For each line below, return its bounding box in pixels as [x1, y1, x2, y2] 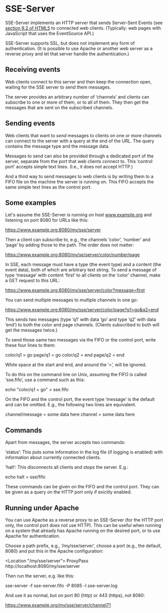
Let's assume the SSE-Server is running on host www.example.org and [5, 212, 152, 218]
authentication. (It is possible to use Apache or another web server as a [5, 45, 153, 51]
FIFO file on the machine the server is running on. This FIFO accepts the [5, 179, 154, 185]
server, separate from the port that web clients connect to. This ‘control [5, 158, 153, 164]
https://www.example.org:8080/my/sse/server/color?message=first [5, 287, 145, 293]
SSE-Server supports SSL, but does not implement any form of [5, 40, 135, 46]
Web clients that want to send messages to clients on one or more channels [5, 132, 162, 138]
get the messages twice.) [5, 327, 58, 333]
